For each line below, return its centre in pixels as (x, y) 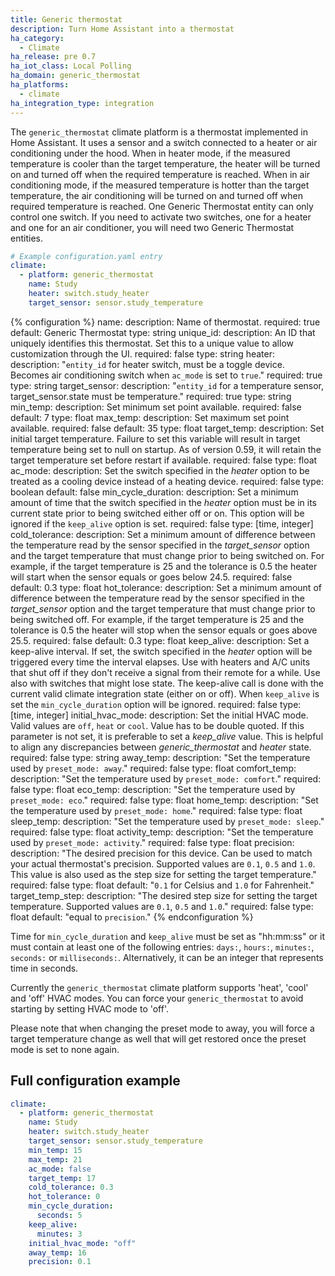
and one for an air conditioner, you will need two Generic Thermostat (152, 227)
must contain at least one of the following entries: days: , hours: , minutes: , (162, 947)
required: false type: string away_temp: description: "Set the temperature (160, 757)
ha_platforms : (40, 85)
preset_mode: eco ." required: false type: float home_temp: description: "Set (164, 800)
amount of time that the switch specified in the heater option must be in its (164, 502)
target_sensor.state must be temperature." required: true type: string (151, 396)
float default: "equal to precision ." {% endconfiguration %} (132, 917)
